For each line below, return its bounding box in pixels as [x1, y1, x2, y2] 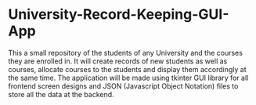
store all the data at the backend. [8, 89, 115, 99]
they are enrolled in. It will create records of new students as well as [8, 56, 228, 66]
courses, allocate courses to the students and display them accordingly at [8, 64, 247, 74]
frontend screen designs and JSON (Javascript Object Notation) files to [8, 81, 239, 91]
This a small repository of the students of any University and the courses [8, 48, 243, 57]
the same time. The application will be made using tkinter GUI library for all [8, 73, 249, 82]
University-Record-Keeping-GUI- [8, 5, 229, 24]
